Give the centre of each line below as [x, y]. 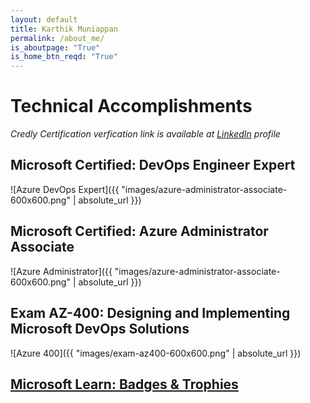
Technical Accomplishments [131, 106]
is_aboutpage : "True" [55, 47]
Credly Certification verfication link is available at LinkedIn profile [145, 134]
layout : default [44, 19]
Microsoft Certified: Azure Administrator [139, 231]
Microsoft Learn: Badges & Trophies [124, 384]
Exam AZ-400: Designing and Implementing [150, 313]
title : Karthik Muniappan [64, 29]
